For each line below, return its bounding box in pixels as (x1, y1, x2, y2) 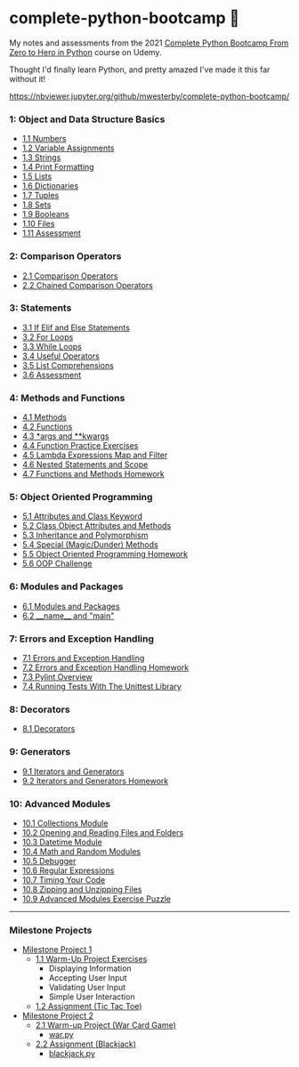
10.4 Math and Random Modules (21, 845, 141, 857)
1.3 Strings (21, 152, 61, 163)
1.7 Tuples (21, 190, 60, 201)
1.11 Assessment (21, 228, 82, 238)
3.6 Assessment (21, 369, 82, 380)
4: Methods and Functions (9, 392, 125, 404)
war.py (48, 1030, 74, 1040)
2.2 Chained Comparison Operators (21, 279, 153, 290)
